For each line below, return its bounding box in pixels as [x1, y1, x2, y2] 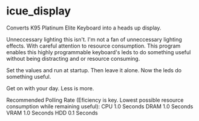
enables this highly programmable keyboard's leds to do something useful [6, 48, 191, 55]
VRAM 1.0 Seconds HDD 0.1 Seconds [6, 109, 99, 116]
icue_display [6, 4, 71, 18]
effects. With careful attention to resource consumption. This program [6, 42, 181, 49]
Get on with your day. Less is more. [6, 84, 94, 92]
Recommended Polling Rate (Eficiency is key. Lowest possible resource [6, 96, 184, 104]
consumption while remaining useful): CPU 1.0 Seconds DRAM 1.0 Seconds [6, 102, 194, 110]
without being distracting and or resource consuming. [6, 55, 140, 62]
